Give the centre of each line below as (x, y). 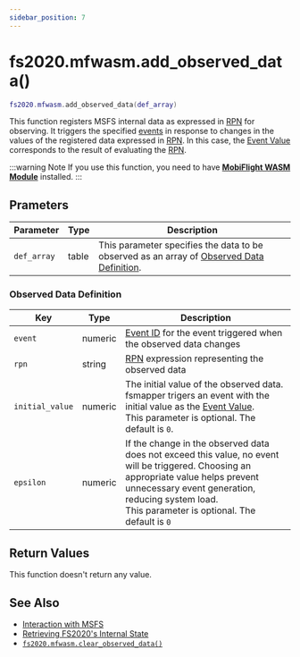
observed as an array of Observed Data (181, 257)
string (94, 364)
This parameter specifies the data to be (180, 245)
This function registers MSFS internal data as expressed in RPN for (132, 122)
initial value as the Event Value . (190, 406)
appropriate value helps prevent (192, 476)
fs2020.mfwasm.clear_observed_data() (92, 644)
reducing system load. (171, 499)
